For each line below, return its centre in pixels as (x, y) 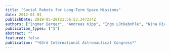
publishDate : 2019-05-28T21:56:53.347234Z (51, 19)
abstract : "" (19, 33)
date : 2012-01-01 (24, 15)
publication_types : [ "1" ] (32, 29)
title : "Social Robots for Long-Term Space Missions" (63, 10)
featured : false (22, 38)
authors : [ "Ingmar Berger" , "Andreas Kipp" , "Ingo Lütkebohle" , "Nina (81, 24)
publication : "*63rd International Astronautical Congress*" (71, 43)
